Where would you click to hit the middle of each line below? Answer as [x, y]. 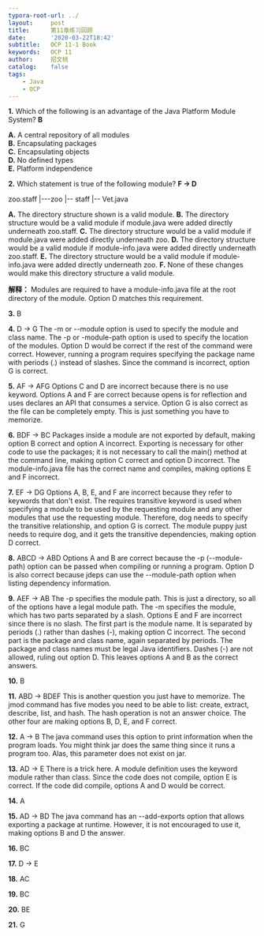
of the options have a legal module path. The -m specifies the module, [122, 607]
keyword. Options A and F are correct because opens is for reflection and [128, 395]
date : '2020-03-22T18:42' [61, 38]
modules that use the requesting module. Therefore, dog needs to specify [128, 517]
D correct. [24, 543]
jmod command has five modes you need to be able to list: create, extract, [129, 705]
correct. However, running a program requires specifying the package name [132, 354]
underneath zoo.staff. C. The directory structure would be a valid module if [130, 231]
